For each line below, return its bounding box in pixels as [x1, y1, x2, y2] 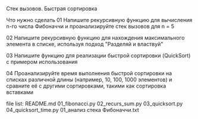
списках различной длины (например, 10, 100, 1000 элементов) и [6, 76, 172, 83]
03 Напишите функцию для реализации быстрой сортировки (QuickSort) [6, 52, 191, 59]
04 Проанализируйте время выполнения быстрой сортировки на [6, 70, 172, 76]
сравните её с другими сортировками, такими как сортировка [6, 82, 166, 89]
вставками [6, 89, 34, 95]
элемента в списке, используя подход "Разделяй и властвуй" [6, 41, 164, 47]
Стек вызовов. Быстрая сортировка [6, 5, 98, 12]
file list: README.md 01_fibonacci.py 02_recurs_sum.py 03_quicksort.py [6, 100, 183, 107]
